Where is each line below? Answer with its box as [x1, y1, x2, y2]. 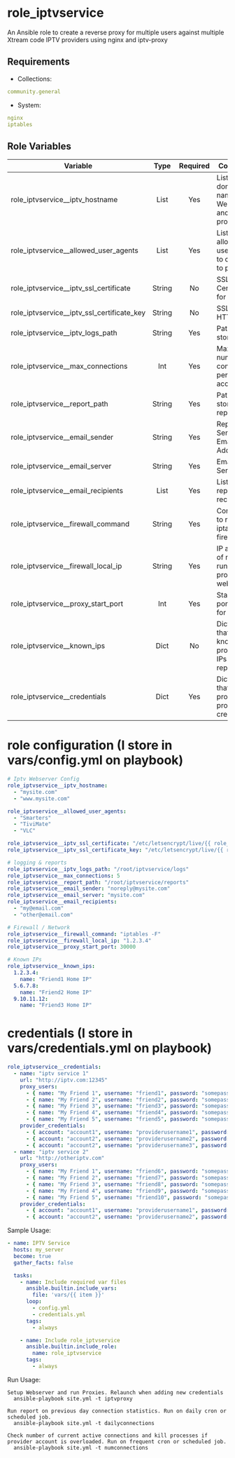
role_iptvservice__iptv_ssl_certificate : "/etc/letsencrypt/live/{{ [7, 840, 211, 847]
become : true [13, 1253, 52, 1260]
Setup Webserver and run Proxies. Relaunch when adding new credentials [7, 1389, 224, 1396]
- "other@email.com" [13, 911, 73, 918]
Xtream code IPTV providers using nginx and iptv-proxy [7, 35, 168, 43]
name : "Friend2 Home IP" [20, 989, 92, 996]
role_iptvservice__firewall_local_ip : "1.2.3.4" [7, 937, 152, 944]
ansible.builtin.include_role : [25, 1343, 117, 1351]
